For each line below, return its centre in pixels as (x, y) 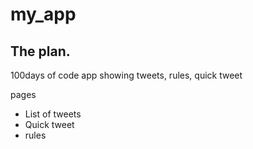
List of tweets (53, 114)
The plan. (40, 51)
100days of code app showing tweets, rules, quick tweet (126, 75)
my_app (43, 14)
